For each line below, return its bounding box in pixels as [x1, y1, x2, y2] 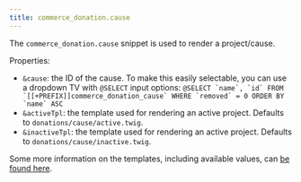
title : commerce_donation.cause [9, 13, 130, 22]
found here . [9, 162, 52, 173]
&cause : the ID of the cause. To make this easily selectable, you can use [22, 73, 288, 83]
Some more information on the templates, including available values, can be [9, 153, 290, 164]
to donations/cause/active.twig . [22, 117, 144, 127]
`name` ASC [22, 100, 64, 108]
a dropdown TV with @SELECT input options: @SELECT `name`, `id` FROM [22, 82, 284, 92]
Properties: [9, 55, 51, 65]
